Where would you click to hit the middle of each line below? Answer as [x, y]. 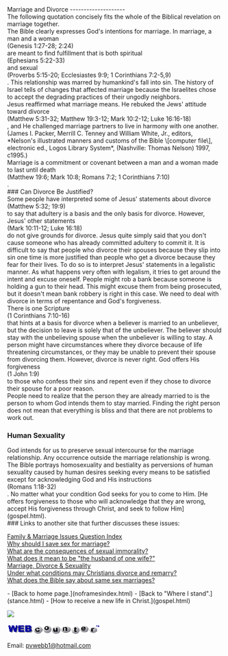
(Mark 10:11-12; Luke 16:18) [45, 228]
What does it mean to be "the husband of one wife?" [81, 559]
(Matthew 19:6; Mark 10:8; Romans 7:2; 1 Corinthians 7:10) [88, 177]
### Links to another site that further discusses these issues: [93, 524]
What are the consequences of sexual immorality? [78, 551]
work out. [21, 418]
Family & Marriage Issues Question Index [65, 537]
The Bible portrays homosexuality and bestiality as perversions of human [110, 465]
